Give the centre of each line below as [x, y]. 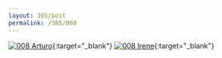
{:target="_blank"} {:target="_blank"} [133, 45]
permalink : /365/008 [43, 23]
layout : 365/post [37, 15]
